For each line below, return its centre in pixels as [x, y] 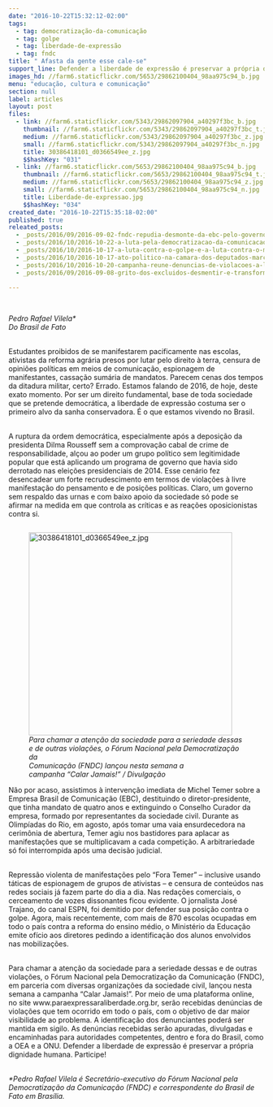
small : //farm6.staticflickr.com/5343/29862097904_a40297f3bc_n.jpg [141, 144]
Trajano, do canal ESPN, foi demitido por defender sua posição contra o [129, 910]
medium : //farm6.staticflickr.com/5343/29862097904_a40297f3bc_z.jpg [143, 136]
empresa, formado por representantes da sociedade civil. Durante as [124, 816]
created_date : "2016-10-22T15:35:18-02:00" [83, 212]
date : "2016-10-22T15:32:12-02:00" [69, 16]
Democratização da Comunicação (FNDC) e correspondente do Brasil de [132, 1088]
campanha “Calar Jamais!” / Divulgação [97, 774]
